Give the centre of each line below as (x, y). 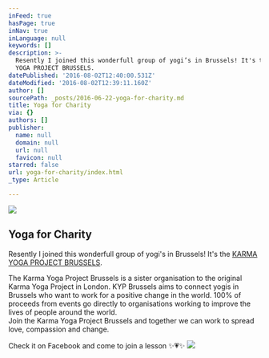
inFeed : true (30, 16)
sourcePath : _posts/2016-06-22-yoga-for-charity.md (96, 98)
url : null (32, 150)
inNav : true (28, 31)
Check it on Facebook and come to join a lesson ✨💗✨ (97, 345)
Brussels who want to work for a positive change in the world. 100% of (125, 295)
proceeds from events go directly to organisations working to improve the (130, 303)
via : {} (21, 113)
